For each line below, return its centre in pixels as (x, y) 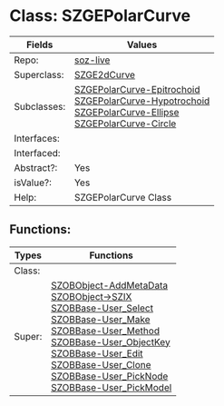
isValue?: (33, 183)
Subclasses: (40, 106)
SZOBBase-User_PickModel (112, 387)
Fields (39, 45)
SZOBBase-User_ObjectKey (111, 342)
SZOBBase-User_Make (101, 319)
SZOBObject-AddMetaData (110, 285)
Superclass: (39, 74)
